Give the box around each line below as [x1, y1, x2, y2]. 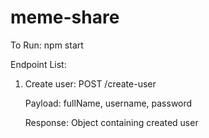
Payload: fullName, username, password [24, 97, 193, 109]
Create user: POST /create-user [24, 77, 157, 90]
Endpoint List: [10, 58, 67, 70]
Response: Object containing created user [24, 116, 199, 128]
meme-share [10, 6, 120, 29]
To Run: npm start [10, 39, 84, 51]
